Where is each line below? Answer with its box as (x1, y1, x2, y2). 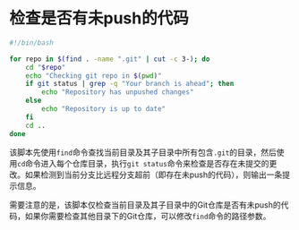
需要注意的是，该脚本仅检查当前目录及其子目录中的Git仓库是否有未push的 (9, 199, 281, 210)
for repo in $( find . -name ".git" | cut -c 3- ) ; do (9, 55, 210, 64)
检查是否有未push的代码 (9, 8, 190, 29)
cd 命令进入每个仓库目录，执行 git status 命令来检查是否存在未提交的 (17, 158, 269, 168)
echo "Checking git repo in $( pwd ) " (25, 71, 163, 81)
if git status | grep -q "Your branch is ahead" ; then (25, 80, 235, 89)
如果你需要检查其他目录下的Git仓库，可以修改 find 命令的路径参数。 (24, 210, 271, 221)
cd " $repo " (25, 63, 66, 72)
